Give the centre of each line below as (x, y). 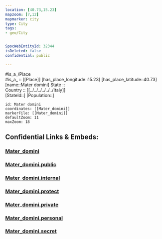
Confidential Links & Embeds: (52, 137)
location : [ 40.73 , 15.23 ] (31, 10)
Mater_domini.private (32, 205)
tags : (11, 28)
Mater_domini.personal (34, 218)
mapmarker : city (22, 19)
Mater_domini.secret (31, 231)
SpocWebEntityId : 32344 (30, 46)
